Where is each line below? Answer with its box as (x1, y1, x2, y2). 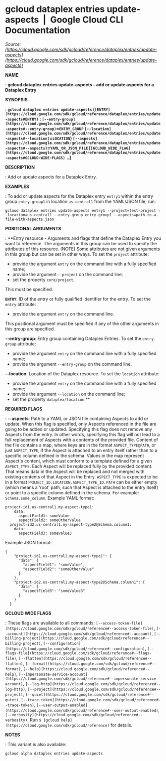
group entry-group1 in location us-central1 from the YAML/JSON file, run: (5, 198, 156, 204)
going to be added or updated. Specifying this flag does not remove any (5, 426, 152, 432)
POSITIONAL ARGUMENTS (5, 225, 61, 231)
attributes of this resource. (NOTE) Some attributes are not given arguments (5, 246, 160, 252)
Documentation (5, 25, 71, 36)
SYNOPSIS (5, 96, 28, 103)
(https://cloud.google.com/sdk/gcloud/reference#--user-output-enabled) (5, 708, 159, 713)
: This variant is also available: (5, 741, 66, 747)
